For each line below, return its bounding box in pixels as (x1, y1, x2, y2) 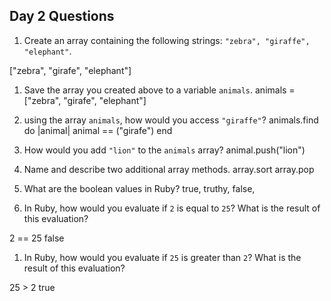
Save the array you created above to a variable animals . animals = (23, 84, 296, 96)
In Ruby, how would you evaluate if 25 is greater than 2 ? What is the (23, 251, 302, 263)
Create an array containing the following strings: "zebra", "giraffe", (23, 34, 311, 46)
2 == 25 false (9, 232, 65, 244)
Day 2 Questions (9, 8, 115, 25)
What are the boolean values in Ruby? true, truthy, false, (23, 182, 256, 194)
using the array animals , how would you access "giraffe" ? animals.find (23, 114, 319, 126)
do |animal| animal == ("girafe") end (23, 124, 173, 136)
